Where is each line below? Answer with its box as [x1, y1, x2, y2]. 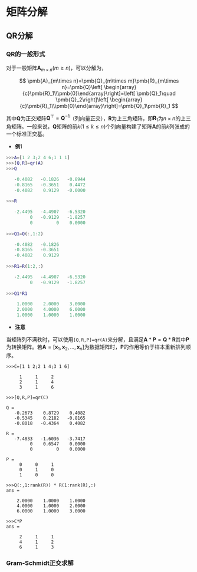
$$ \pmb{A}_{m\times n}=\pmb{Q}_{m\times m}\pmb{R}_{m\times [19, 77, 179, 84]
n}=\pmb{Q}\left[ [61, 83, 103, 90]
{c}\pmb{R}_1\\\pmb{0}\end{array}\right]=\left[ [22, 90, 136, 97]
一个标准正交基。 [6, 130, 48, 137]
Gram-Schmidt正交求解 [6, 558, 74, 567]
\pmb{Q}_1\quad [136, 90, 176, 97]
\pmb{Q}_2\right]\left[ [55, 96, 109, 103]
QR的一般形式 [6, 50, 45, 58]
